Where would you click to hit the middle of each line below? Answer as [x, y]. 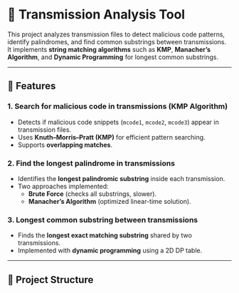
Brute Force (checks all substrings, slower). [92, 194]
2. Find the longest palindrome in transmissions [91, 163]
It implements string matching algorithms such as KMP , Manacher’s [109, 49]
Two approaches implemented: [63, 186]
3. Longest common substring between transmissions [102, 220]
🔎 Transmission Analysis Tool [96, 15]
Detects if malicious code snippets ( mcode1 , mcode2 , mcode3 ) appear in [118, 122]
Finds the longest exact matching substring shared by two [105, 235]
